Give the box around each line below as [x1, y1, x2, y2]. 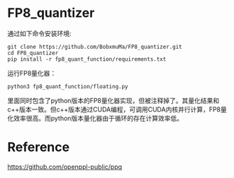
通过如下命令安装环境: [7, 29, 72, 37]
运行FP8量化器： [7, 69, 57, 77]
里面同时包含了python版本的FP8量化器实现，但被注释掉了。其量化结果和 [7, 96, 220, 105]
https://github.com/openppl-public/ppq [7, 162, 123, 171]
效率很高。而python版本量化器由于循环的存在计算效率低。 [13, 114, 183, 122]
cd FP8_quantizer [7, 49, 59, 57]
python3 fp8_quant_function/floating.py [7, 83, 129, 90]
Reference [7, 139, 69, 155]
